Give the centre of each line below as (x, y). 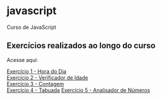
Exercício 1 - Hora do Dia (37, 71)
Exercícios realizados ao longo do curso (81, 46)
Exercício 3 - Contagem (35, 84)
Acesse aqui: (22, 60)
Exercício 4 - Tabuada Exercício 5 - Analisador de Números (78, 90)
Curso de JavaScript (31, 27)
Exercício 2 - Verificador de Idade (48, 77)
